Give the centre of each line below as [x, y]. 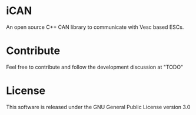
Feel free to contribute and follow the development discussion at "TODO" [95, 67]
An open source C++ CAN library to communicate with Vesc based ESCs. [95, 27]
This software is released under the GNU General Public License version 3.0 [98, 107]
